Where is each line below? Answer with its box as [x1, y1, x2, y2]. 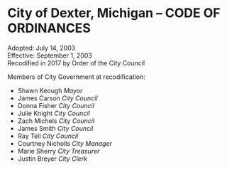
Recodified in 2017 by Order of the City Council [7, 58, 145, 67]
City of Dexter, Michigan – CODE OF [7, 5, 221, 21]
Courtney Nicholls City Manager [17, 139, 112, 147]
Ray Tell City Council [17, 132, 79, 140]
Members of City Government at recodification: [7, 73, 145, 81]
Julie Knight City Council [17, 109, 90, 117]
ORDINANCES [7, 20, 91, 36]
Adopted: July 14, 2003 [7, 43, 76, 52]
